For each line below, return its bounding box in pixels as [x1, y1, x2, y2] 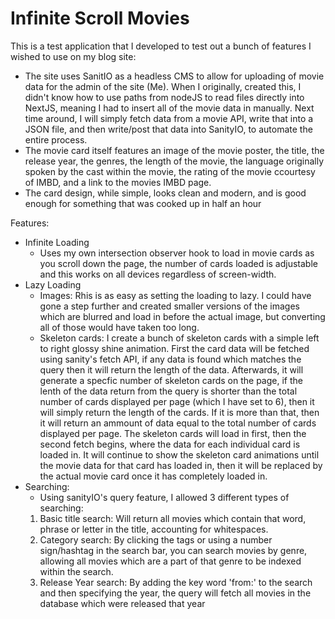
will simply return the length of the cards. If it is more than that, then [39, 406, 320, 418]
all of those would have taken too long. [39, 321, 200, 333]
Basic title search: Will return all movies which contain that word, [39, 512, 307, 524]
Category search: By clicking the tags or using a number [39, 533, 273, 546]
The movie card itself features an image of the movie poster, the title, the [24, 144, 325, 156]
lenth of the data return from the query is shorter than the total [39, 385, 298, 397]
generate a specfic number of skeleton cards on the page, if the [39, 374, 303, 386]
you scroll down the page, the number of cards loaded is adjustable [39, 257, 318, 269]
